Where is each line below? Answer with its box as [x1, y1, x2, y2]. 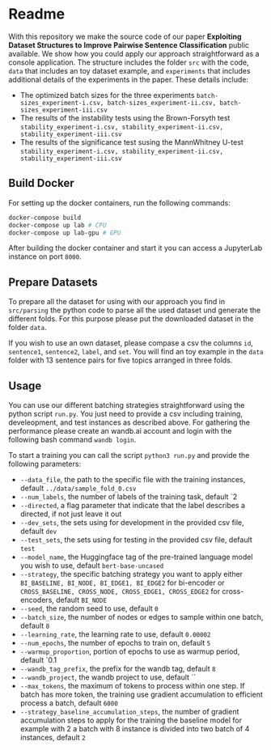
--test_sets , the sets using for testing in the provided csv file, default [19, 535, 252, 544]
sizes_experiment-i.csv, [19, 99, 104, 107]
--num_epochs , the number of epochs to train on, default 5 [19, 638, 211, 647]
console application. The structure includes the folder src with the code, [8, 57, 249, 67]
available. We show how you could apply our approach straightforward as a [8, 49, 260, 58]
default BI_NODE [55, 595, 108, 604]
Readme [8, 5, 66, 23]
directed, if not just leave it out [19, 509, 122, 519]
